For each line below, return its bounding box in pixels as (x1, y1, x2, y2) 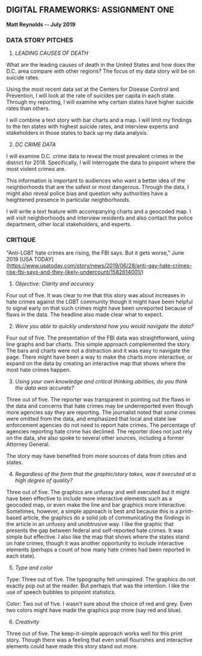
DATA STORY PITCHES (6, 36, 73, 44)
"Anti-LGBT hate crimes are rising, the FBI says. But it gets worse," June (6, 249, 185, 256)
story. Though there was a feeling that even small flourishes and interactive (6, 636, 193, 643)
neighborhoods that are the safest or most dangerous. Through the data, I (6, 184, 189, 191)
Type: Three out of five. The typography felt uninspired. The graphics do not (6, 576, 195, 583)
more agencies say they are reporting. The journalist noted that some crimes (6, 409, 196, 416)
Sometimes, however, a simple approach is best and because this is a (6, 508, 179, 515)
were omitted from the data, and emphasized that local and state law (6, 415, 176, 422)
